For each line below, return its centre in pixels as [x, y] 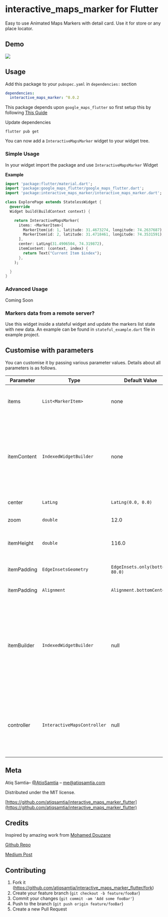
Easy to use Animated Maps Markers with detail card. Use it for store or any [83, 23]
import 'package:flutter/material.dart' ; [49, 184]
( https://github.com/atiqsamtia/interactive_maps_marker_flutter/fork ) [83, 888]
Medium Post [19, 855]
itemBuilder [21, 645]
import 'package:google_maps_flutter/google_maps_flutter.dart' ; [74, 188]
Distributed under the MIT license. [40, 792]
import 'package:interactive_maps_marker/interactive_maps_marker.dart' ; [84, 193]
